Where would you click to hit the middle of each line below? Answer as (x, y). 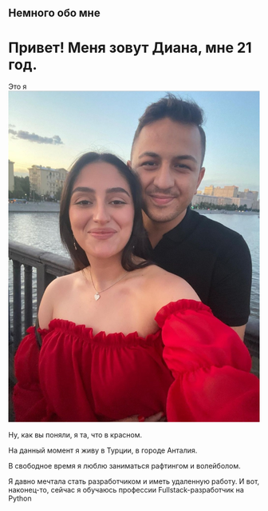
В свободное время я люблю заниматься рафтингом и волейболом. (124, 465)
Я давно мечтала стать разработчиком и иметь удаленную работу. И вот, (134, 481)
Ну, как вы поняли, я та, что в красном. (75, 434)
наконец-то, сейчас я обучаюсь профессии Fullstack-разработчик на (126, 489)
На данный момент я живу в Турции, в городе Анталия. (103, 450)
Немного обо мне (55, 13)
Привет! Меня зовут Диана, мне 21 (130, 48)
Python (20, 498)
